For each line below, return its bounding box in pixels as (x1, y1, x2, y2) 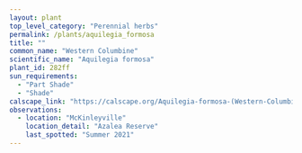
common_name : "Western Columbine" (9, 47, 139, 56)
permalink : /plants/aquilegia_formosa (9, 30, 155, 39)
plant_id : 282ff (9, 64, 70, 73)
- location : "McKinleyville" (17, 113, 127, 122)
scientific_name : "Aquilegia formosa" (9, 55, 155, 64)
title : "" (9, 38, 47, 48)
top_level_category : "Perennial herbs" (9, 22, 159, 31)
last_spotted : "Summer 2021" (25, 130, 135, 139)
